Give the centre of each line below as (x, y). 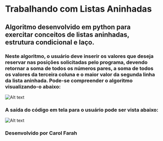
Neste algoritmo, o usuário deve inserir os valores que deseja (79, 56)
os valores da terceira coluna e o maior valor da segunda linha (80, 74)
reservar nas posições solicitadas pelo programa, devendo (76, 62)
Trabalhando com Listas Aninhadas (79, 9)
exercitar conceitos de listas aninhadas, (67, 34)
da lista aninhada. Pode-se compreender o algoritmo (69, 81)
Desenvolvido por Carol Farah (41, 133)
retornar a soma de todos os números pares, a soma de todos (79, 68)
